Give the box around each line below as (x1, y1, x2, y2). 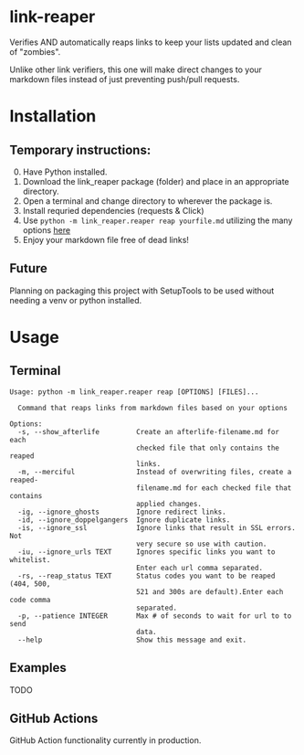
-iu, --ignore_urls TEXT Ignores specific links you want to (17, 547, 276, 557)
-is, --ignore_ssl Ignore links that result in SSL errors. (17, 523, 297, 532)
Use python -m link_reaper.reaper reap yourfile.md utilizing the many (22, 215, 293, 226)
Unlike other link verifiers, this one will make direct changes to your (9, 64, 263, 75)
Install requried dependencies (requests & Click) (22, 205, 204, 216)
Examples (9, 660, 67, 675)
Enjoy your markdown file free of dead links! (22, 234, 190, 245)
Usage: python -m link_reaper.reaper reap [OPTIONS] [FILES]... (9, 387, 259, 397)
